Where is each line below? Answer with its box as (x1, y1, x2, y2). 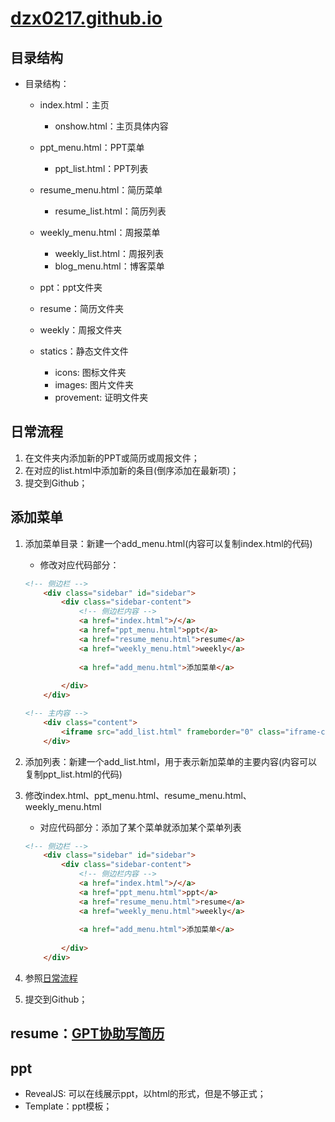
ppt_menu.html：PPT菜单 (39, 142, 145, 153)
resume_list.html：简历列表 (54, 205, 167, 217)
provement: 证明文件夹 (54, 392, 149, 403)
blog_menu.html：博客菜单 (54, 260, 165, 272)
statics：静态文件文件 (39, 345, 129, 357)
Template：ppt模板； (24, 1100, 113, 1112)
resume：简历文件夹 (39, 303, 124, 314)
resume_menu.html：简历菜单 (39, 184, 163, 196)
